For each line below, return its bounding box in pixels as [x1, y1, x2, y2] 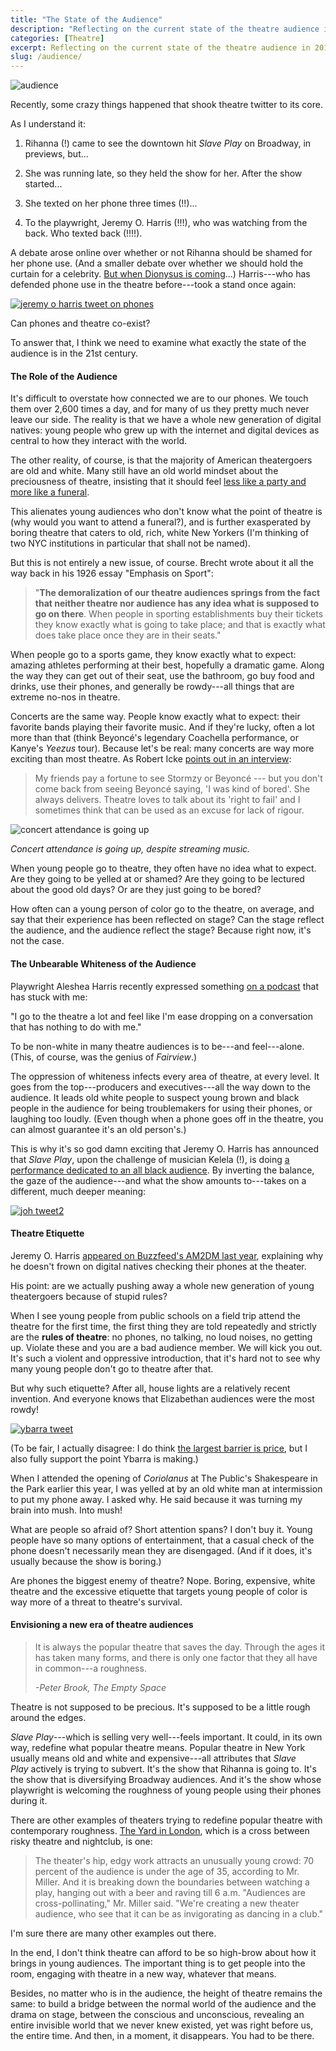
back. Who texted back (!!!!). [24, 227, 143, 240]
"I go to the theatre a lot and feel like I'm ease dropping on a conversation [10, 1010, 313, 1022]
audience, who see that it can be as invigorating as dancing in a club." [34, 1907, 324, 1920]
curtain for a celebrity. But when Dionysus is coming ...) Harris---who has [10, 268, 311, 280]
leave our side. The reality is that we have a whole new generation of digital [10, 414, 322, 426]
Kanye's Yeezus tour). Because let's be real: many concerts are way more [10, 742, 315, 755]
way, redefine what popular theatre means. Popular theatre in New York [10, 1741, 306, 1753]
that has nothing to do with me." [10, 1021, 142, 1033]
